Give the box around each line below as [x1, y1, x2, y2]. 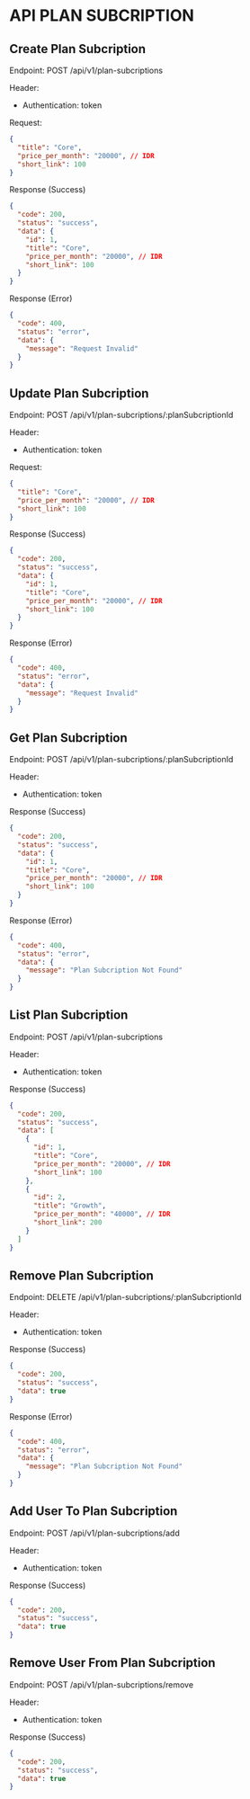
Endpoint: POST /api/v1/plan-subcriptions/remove [9, 1679, 194, 1690]
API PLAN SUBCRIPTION [9, 5, 195, 26]
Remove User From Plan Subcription [9, 1655, 216, 1670]
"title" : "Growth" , [32, 1201, 106, 1210]
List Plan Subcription [9, 1008, 129, 1023]
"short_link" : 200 [32, 1218, 103, 1227]
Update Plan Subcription [9, 386, 149, 401]
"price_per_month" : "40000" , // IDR [32, 1210, 171, 1219]
